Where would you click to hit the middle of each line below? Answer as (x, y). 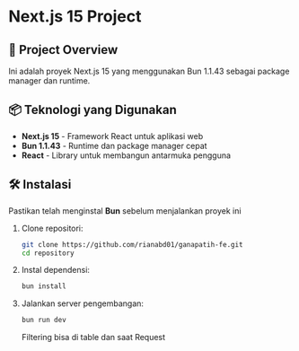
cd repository (48, 253)
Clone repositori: (52, 228)
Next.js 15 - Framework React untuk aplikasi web (112, 136)
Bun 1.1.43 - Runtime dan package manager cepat (114, 145)
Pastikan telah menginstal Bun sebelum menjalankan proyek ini (125, 211)
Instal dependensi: (56, 270)
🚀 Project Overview (63, 50)
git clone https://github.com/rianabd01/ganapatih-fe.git (132, 244)
